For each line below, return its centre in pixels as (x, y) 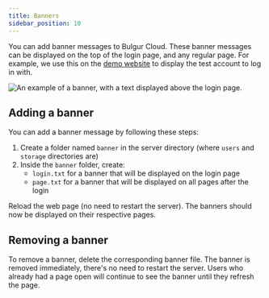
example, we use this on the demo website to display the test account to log (135, 63)
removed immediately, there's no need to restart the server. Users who (126, 268)
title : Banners (34, 16)
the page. (24, 285)
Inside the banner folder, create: (72, 165)
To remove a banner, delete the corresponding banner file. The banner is (129, 259)
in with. (21, 72)
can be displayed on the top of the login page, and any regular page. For (129, 55)
